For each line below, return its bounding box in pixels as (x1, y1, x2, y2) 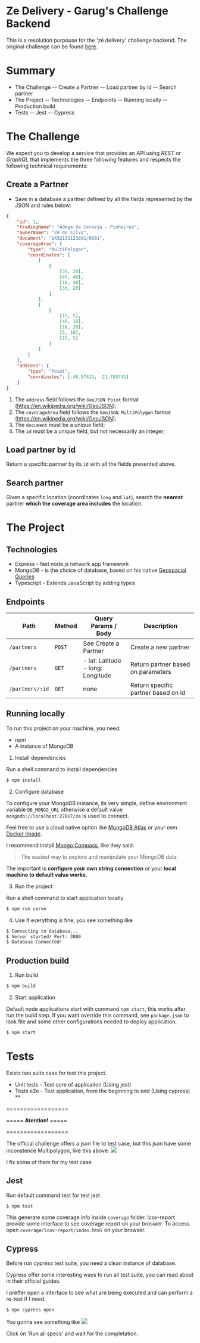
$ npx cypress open (6, 1307, 55, 1313)
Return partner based (130, 660, 190, 669)
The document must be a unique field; (14, 421, 105, 428)
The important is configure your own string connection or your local (6, 865, 177, 872)
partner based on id (130, 689, 186, 697)
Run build (14, 971, 39, 979)
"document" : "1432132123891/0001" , (17, 236, 105, 242)
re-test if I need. (6, 1295, 46, 1302)
